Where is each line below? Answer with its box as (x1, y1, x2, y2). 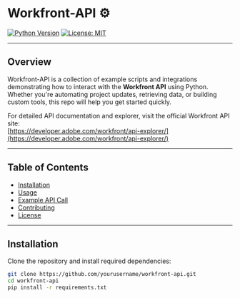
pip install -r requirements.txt (7, 284, 107, 292)
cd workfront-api (7, 277, 59, 284)
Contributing (17, 203, 55, 212)
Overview (7, 56, 52, 68)
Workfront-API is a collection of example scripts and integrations (7, 75, 198, 83)
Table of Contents (7, 162, 89, 174)
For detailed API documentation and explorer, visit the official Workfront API (7, 111, 230, 120)
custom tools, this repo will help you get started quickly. (7, 98, 171, 106)
